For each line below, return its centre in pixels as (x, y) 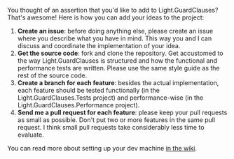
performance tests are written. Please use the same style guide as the (118, 68)
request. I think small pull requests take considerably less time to (111, 127)
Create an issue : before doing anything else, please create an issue (115, 31)
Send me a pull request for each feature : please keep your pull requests (122, 112)
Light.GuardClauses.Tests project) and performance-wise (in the (110, 98)
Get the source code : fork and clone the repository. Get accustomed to (120, 53)
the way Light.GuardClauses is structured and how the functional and (117, 61)
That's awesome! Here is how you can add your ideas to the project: (106, 17)
